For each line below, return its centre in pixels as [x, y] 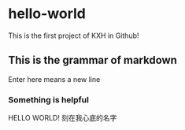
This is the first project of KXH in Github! [74, 35]
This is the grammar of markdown [92, 60]
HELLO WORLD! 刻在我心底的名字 [63, 118]
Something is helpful [48, 99]
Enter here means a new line [54, 79]
